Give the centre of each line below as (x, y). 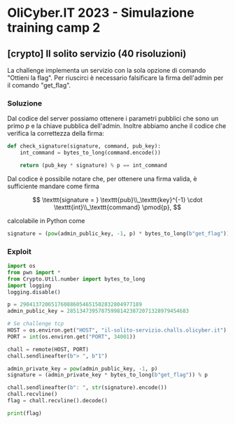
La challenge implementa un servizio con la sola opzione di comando (107, 70)
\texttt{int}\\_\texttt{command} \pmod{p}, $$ (117, 207)
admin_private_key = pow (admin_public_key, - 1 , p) (83, 369)
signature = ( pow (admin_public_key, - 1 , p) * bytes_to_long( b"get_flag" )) (119, 233)
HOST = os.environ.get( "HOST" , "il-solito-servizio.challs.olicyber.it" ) (117, 330)
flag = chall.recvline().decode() (58, 401)
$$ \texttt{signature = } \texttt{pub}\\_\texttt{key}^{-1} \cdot (117, 199)
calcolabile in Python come (46, 220)
